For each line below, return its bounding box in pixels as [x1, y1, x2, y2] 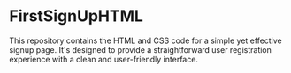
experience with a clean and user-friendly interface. [9, 54, 199, 64]
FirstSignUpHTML [9, 6, 144, 26]
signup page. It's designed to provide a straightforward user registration [9, 44, 272, 55]
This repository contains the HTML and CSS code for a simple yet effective [9, 35, 283, 46]
